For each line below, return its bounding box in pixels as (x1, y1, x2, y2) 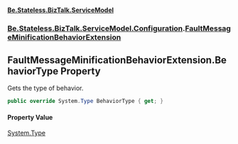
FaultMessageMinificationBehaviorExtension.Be (7, 54, 227, 66)
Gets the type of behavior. (7, 84, 84, 92)
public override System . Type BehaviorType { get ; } (7, 98, 163, 105)
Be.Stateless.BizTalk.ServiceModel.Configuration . (7, 23, 186, 33)
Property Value (7, 113, 53, 121)
